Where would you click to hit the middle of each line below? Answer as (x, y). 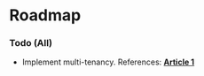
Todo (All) (31, 43)
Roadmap (45, 15)
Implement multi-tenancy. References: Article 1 (108, 62)
